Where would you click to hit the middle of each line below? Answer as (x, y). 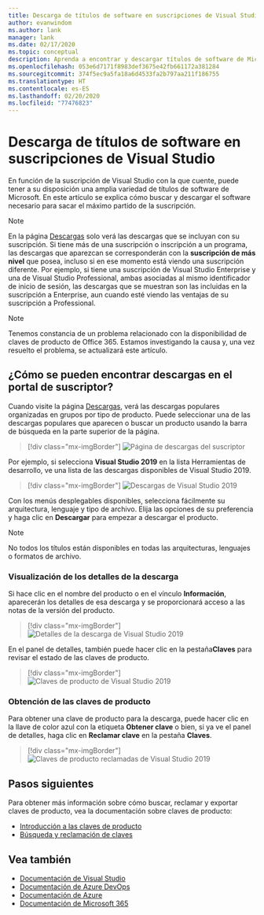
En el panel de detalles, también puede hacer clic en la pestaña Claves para (130, 649)
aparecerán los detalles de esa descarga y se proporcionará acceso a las (126, 602)
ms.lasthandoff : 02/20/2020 (54, 96)
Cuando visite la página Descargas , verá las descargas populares (114, 406)
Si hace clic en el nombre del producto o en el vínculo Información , (117, 594)
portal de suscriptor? (61, 387)
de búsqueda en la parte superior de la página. (84, 431)
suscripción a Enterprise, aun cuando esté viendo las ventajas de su (119, 295)
